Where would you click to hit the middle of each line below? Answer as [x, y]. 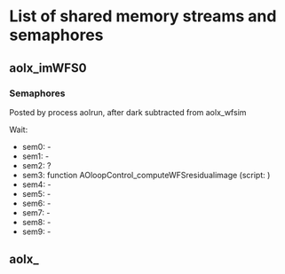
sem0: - [36, 146]
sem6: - [36, 203]
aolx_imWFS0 [48, 68]
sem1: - [36, 156]
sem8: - [36, 222]
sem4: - [36, 184]
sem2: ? [36, 165]
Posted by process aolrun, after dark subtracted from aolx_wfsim [128, 112]
